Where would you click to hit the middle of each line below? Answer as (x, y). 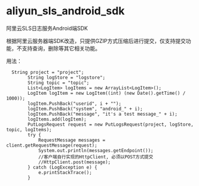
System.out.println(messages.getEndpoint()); (96, 150)
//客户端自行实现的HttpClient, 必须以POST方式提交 (96, 157)
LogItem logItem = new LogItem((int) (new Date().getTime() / (107, 93)
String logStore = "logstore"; (67, 77)
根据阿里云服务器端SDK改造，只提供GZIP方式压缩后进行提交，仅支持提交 (96, 41)
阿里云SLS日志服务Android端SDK (47, 28)
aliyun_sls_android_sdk (65, 11)
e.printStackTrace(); (65, 172)
